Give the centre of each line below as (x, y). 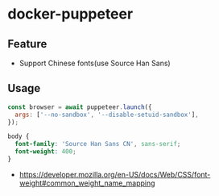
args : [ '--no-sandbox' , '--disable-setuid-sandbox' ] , (107, 115)
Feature (27, 44)
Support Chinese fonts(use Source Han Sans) (95, 63)
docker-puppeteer (70, 14)
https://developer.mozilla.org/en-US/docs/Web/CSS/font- (115, 174)
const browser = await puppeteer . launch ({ (80, 107)
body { (19, 137)
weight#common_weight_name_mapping (87, 183)
